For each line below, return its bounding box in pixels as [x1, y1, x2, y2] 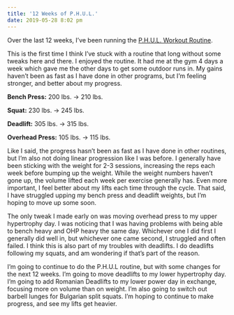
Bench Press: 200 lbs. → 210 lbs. [7, 92, 103, 101]
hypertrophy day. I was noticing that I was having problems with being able [7, 219, 224, 227]
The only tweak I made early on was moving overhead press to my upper [7, 212, 218, 220]
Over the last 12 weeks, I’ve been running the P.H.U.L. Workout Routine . [7, 36, 213, 44]
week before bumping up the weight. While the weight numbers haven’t [7, 169, 213, 177]
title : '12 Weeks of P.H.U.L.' [7, 10, 98, 17]
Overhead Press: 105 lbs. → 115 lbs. [7, 133, 111, 141]
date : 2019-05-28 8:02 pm [7, 17, 82, 24]
